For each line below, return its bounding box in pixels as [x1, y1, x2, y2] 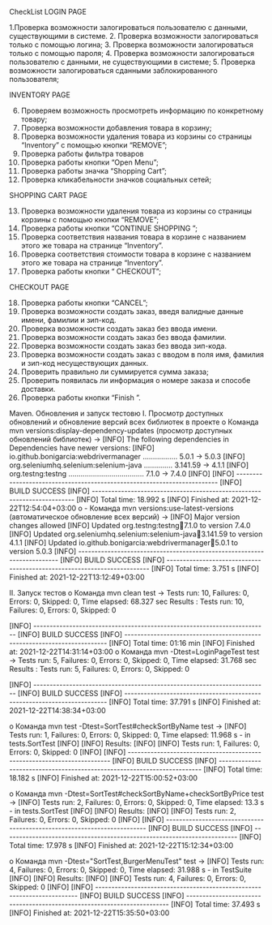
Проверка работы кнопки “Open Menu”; [20, 157, 159, 167]
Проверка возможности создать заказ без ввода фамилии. [20, 333, 227, 342]
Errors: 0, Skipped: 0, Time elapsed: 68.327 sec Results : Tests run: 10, [9, 596, 245, 606]
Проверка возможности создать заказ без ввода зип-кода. [20, 341, 227, 351]
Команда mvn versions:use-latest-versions [89, 503, 234, 513]
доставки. [20, 385, 56, 394]
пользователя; [9, 75, 60, 84]
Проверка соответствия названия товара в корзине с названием [20, 232, 246, 242]
